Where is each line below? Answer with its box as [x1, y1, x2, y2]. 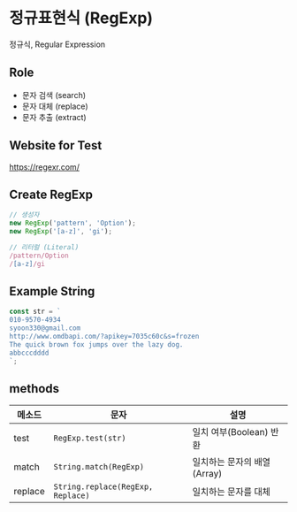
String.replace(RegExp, [53, 482, 154, 492]
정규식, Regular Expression [9, 39, 106, 50]
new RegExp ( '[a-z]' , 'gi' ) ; [9, 227, 113, 236]
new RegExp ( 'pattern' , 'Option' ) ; [9, 218, 137, 228]
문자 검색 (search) [21, 89, 87, 100]
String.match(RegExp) [53, 462, 144, 472]
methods [9, 381, 60, 396]
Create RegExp [9, 187, 93, 202]
